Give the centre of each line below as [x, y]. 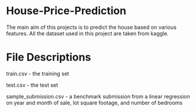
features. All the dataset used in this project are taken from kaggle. [87, 33]
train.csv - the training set [38, 73]
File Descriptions [49, 57]
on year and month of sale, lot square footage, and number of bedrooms [94, 103]
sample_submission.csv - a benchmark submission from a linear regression [98, 96]
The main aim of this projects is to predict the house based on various [91, 27]
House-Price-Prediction [66, 11]
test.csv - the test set [32, 85]
